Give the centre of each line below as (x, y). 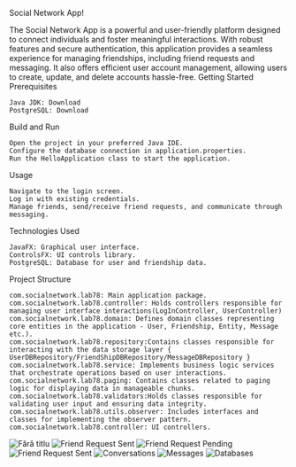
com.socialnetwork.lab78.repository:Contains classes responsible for (142, 342)
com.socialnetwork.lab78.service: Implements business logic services (142, 365)
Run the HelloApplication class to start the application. (120, 159)
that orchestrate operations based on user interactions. (118, 373)
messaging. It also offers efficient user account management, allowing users (148, 67)
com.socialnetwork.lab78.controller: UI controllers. (110, 427)
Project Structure (40, 279)
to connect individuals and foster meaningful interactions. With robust (136, 39)
